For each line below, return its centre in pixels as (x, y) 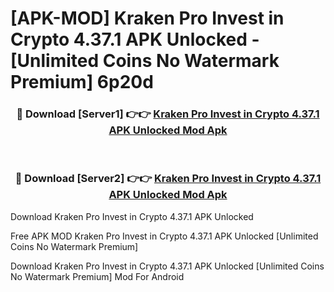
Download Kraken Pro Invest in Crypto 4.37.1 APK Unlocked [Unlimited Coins (167, 266)
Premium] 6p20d (82, 82)
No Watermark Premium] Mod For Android (97, 276)
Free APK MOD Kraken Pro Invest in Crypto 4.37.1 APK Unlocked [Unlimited (164, 236)
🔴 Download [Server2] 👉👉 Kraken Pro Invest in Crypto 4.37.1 (168, 179)
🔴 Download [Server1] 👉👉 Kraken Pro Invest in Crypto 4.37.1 (168, 114)
